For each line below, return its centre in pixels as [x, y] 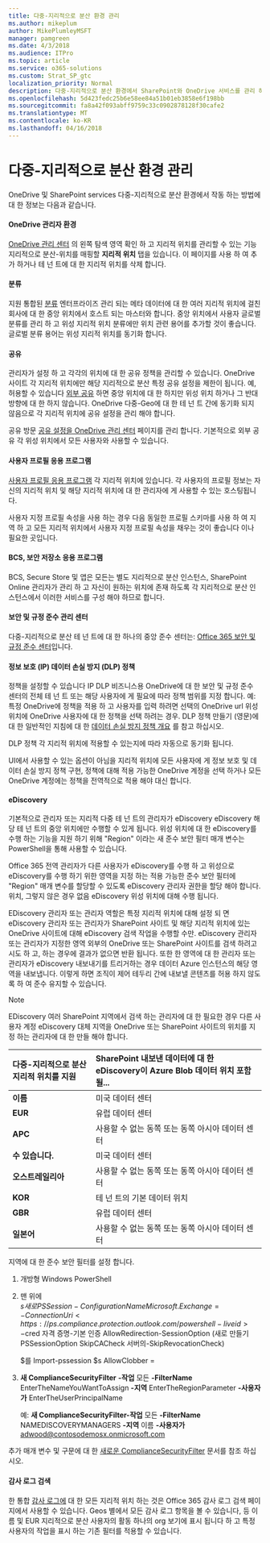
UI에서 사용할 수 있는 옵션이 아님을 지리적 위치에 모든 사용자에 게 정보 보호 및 [129, 761]
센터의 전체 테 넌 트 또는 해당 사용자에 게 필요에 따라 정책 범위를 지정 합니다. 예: [132, 696]
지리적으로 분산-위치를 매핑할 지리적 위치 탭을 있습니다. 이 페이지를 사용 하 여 [129, 254]
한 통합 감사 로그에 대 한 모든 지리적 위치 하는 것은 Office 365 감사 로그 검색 [127, 1500]
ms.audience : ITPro [41, 53]
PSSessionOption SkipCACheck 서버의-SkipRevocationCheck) [122, 1344]
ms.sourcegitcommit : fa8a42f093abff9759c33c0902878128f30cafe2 [117, 106]
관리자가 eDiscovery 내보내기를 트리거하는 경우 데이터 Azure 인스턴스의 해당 [129, 963]
